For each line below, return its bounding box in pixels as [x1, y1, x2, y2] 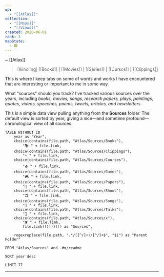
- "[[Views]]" [9, 25, 38, 30]
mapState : [5, 39, 25, 44]
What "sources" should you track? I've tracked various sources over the [5, 90, 150, 96]
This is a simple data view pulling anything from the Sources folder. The [5, 110, 150, 116]
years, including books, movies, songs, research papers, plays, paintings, [5, 96, 154, 101]
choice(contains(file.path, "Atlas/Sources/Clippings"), [14, 149, 132, 154]
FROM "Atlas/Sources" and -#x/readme [5, 245, 82, 250]
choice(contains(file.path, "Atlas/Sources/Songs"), [14, 198, 123, 203]
